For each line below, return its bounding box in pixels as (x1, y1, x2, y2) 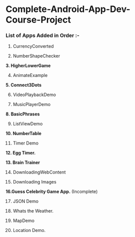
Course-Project (5, 14, 71, 25)
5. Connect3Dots (5, 82, 42, 88)
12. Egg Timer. (5, 150, 36, 156)
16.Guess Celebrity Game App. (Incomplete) (5, 188, 98, 194)
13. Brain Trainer (5, 159, 40, 165)
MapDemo (12, 217, 34, 223)
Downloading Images (12, 179, 57, 185)
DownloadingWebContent (12, 169, 66, 175)
